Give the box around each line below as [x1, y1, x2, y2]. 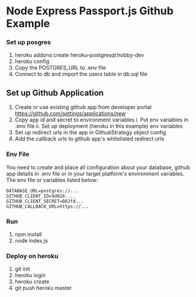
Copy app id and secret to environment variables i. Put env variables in [14, 116, 189, 123]
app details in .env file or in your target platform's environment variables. [6, 170, 185, 177]
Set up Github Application [6, 87, 104, 98]
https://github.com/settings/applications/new [14, 110, 126, 117]
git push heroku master [14, 285, 72, 292]
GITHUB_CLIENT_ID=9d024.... [6, 193, 76, 199]
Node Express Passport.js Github [6, 4, 174, 18]
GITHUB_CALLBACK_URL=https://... [6, 204, 89, 210]
